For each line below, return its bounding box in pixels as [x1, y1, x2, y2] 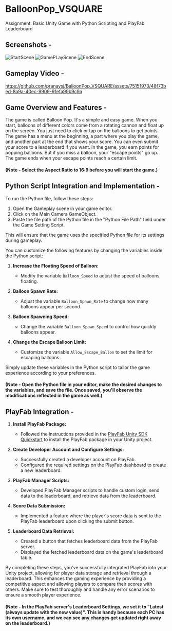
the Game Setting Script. [12, 222, 65, 228]
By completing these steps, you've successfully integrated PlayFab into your [5, 565, 167, 571]
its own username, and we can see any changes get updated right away [5, 615, 162, 621]
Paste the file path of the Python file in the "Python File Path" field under [12, 216, 166, 222]
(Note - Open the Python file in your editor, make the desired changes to [5, 381, 162, 388]
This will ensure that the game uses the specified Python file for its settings [5, 232, 165, 238]
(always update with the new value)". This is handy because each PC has [5, 609, 164, 615]
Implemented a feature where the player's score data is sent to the [20, 513, 162, 519]
